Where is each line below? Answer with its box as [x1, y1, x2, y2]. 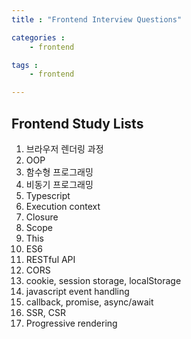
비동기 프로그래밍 [25, 178, 94, 190]
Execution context [25, 200, 101, 212]
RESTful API [25, 253, 76, 265]
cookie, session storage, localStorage [25, 274, 182, 286]
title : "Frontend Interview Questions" [11, 14, 183, 25]
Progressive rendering [25, 317, 118, 329]
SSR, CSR [25, 306, 66, 318]
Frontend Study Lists [11, 115, 144, 132]
